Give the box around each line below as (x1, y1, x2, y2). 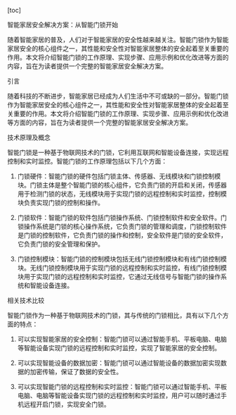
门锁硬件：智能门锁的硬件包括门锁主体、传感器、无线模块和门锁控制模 (17, 172, 221, 180)
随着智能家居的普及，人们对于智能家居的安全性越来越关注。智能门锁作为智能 (7, 35, 229, 44)
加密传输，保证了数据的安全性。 (29, 368, 123, 376)
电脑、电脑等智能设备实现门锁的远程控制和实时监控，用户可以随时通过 (17, 391, 221, 399)
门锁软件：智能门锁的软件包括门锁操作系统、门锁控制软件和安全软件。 (17, 213, 221, 221)
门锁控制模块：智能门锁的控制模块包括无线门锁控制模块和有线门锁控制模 (17, 255, 227, 263)
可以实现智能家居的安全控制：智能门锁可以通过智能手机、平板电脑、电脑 (17, 335, 227, 343)
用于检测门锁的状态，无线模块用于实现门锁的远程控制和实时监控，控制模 (17, 190, 227, 198)
